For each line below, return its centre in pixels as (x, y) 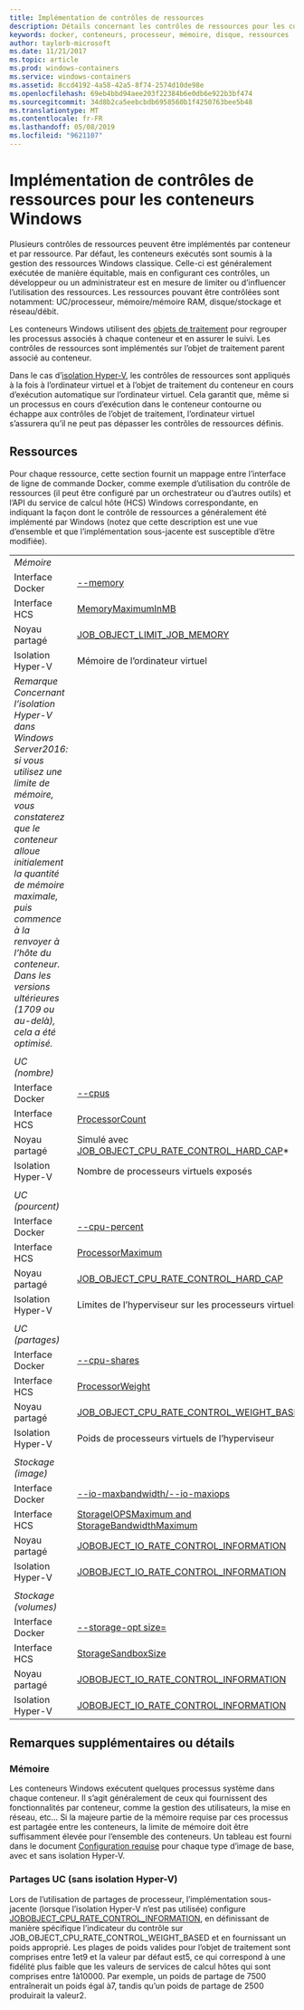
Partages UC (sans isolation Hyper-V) (94, 1880)
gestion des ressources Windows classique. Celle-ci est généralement (141, 263)
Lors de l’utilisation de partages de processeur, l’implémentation (129, 1899)
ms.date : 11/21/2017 (48, 52)
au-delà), (35, 1020)
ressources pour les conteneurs (132, 200)
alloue (27, 850)
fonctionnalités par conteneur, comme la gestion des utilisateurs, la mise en (150, 1808)
